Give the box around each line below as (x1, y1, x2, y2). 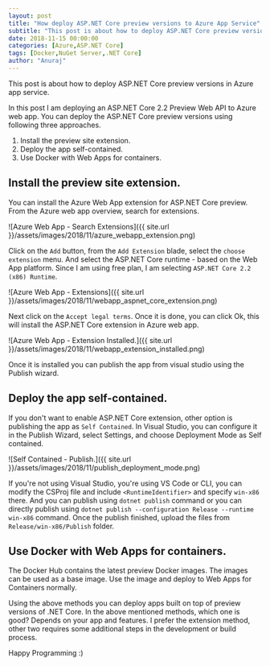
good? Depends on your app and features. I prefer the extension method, (8, 615, 251, 625)
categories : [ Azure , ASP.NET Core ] (8, 42, 125, 50)
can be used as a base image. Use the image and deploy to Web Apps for (8, 574, 252, 584)
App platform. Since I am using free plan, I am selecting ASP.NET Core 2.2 (8, 263, 252, 272)
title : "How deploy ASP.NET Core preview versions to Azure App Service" (8, 19, 261, 27)
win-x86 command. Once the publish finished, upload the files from (8, 512, 231, 522)
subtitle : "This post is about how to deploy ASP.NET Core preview (8, 27, 239, 35)
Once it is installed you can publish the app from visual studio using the (8, 359, 245, 369)
